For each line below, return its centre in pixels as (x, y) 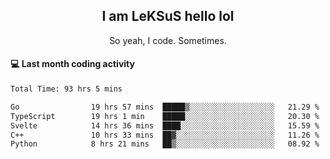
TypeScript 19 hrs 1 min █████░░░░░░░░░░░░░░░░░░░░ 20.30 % (165, 116)
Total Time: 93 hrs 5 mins (66, 89)
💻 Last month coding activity (72, 64)
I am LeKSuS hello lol (168, 16)
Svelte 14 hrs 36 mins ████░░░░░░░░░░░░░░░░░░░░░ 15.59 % (165, 125)
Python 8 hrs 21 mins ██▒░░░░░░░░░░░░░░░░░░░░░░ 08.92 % (165, 144)
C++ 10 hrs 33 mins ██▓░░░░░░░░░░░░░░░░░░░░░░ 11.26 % (165, 135)
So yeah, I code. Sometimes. (168, 40)
